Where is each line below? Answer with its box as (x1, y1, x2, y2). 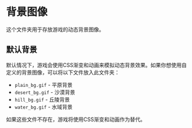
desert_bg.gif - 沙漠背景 (14, 89, 75, 96)
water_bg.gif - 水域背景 (14, 103, 73, 110)
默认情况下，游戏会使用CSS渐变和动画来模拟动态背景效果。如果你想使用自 (6, 61, 187, 68)
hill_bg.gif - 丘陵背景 (14, 96, 70, 103)
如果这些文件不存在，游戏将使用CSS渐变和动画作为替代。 (6, 116, 146, 123)
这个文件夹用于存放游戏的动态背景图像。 (6, 26, 104, 33)
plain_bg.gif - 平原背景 (14, 81, 73, 88)
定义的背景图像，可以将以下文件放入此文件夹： (6, 69, 120, 76)
